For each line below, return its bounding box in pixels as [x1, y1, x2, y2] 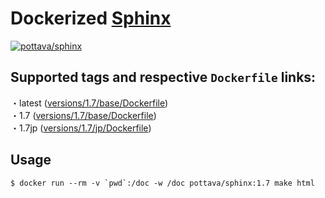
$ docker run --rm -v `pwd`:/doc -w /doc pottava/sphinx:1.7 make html [10, 178, 315, 188]
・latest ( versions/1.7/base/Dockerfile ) [10, 97, 169, 109]
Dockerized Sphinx [10, 7, 172, 30]
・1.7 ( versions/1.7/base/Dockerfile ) [10, 109, 157, 121]
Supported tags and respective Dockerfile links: [10, 69, 317, 86]
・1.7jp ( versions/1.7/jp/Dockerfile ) [10, 122, 152, 134]
